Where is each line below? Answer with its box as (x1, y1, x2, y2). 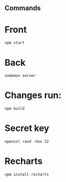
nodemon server (4, 73, 36, 79)
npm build (4, 106, 25, 111)
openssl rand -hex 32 (4, 139, 49, 144)
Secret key (4, 123, 50, 134)
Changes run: (4, 90, 62, 101)
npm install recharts (4, 172, 49, 177)
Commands (4, 4, 41, 12)
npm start (4, 40, 25, 45)
